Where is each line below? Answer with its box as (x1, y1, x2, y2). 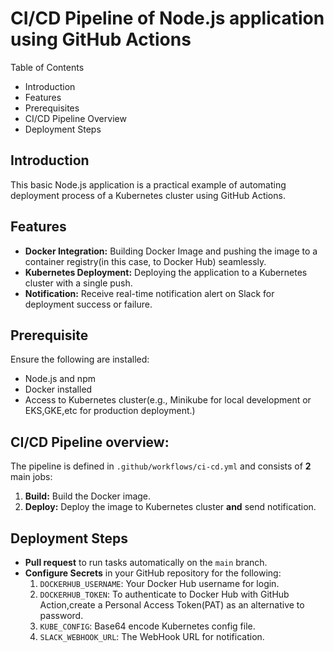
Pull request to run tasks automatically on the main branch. (24, 557, 268, 568)
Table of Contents (10, 61, 85, 73)
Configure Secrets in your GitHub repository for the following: (24, 567, 282, 579)
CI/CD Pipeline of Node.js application (10, 7, 325, 30)
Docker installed (24, 383, 93, 396)
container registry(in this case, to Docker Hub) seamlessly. (24, 255, 267, 267)
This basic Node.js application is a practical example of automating (10, 178, 287, 191)
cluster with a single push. (24, 277, 133, 289)
